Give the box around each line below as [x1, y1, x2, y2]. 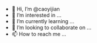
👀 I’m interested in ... [11, 12, 62, 19]
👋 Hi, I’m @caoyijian [11, 6, 60, 12]
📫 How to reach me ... [11, 31, 66, 37]
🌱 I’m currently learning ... [11, 18, 75, 24]
